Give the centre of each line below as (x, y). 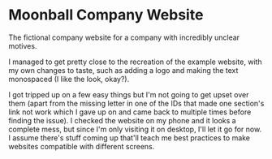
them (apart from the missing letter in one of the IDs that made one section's (136, 103)
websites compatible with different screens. (82, 146)
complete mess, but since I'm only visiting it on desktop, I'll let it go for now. (135, 129)
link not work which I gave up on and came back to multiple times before (130, 112)
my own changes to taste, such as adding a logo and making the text (123, 70)
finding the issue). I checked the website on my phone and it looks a (123, 120)
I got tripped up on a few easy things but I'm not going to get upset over (129, 94)
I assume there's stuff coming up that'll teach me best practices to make (129, 138)
